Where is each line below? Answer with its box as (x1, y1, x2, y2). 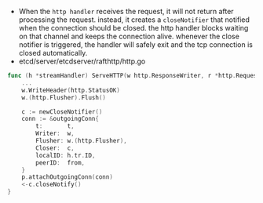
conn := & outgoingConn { (21, 115, 100, 123)
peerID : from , (35, 158, 86, 167)
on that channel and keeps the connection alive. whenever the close (18, 31, 240, 41)
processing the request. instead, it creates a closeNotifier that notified (18, 15, 250, 24)
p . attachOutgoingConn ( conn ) (21, 173, 113, 181)
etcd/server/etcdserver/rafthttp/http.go (18, 56, 146, 66)
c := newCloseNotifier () (21, 107, 103, 116)
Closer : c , (35, 144, 75, 152)
